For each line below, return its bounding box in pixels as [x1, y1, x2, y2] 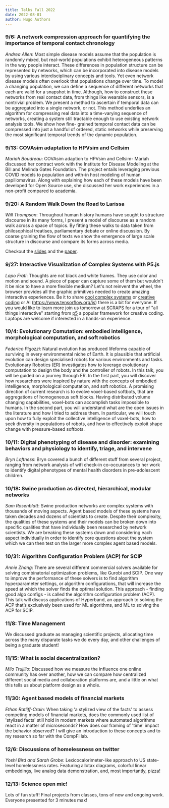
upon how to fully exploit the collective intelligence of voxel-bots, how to [5, 415, 156, 421]
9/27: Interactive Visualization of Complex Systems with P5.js [5, 261, 160, 268]
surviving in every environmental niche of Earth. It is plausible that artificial [5, 351, 160, 357]
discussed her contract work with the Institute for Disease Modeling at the [5, 161, 159, 167]
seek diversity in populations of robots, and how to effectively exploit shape [5, 421, 163, 427]
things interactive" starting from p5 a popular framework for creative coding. [5, 310, 164, 316]
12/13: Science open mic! [5, 780, 68, 787]
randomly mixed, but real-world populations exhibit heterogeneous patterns [5, 56, 163, 63]
